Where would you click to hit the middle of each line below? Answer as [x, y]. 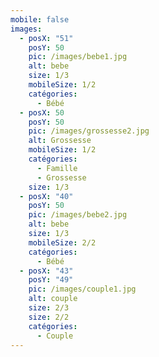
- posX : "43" [46, 271]
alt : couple [53, 299]
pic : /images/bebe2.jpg [78, 215]
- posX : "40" [46, 196]
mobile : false [40, 19]
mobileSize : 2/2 [62, 242]
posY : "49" [51, 280]
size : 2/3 [49, 308]
